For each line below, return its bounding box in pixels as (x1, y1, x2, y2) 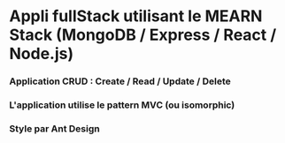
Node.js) (9, 44, 74, 64)
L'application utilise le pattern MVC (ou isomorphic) (9, 99, 235, 111)
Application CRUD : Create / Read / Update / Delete (9, 75, 232, 87)
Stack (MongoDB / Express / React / (9, 25, 277, 45)
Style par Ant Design (9, 122, 100, 134)
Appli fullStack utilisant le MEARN (9, 6, 263, 26)
